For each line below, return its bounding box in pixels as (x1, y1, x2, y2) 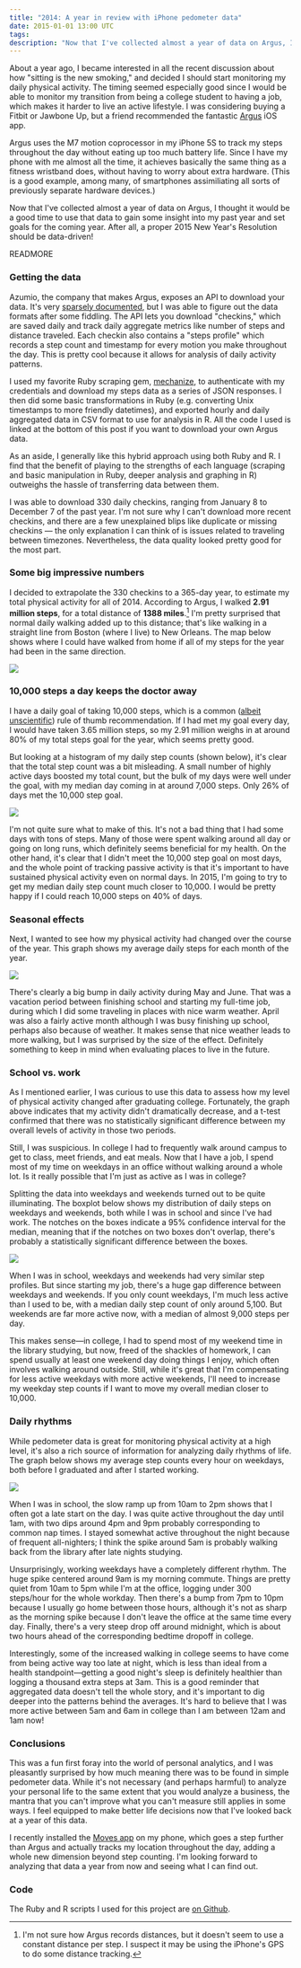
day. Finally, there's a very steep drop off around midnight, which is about (9, 1620, 281, 1631)
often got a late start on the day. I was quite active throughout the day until (9, 1508, 285, 1519)
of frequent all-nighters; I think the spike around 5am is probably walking (9, 1537, 278, 1548)
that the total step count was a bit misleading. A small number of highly (9, 761, 271, 772)
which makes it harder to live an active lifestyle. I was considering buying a (9, 101, 286, 112)
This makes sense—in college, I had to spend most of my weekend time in (9, 1336, 283, 1346)
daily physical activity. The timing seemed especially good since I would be (9, 82, 287, 93)
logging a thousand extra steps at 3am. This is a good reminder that (9, 1676, 260, 1687)
